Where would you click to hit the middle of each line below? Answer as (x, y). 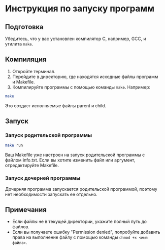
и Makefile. (24, 82)
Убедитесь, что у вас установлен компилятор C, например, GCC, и (76, 39)
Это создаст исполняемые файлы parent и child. (56, 105)
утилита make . (19, 44)
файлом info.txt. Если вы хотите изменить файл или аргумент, (70, 160)
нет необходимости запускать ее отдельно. (51, 194)
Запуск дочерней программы (43, 178)
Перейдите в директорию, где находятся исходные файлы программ (85, 77)
